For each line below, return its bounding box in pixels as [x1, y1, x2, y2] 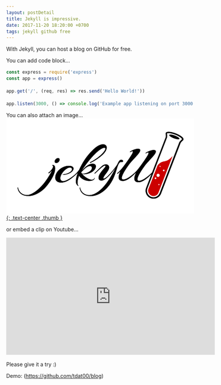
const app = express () [6, 76, 63, 82]
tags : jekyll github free [6, 29, 70, 35]
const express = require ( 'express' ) [6, 69, 97, 76]
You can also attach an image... [6, 111, 83, 118]
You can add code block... [6, 57, 70, 64]
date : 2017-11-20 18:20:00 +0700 [6, 22, 89, 28]
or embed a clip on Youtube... [6, 226, 79, 233]
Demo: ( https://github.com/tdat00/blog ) [6, 373, 104, 380]
